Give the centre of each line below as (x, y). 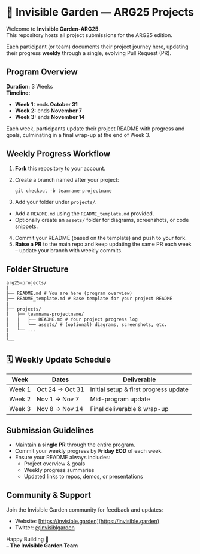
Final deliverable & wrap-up (129, 409)
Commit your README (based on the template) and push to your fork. (101, 238)
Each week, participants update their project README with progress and (96, 129)
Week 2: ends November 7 (49, 111)
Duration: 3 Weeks (30, 86)
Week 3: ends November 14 (50, 117)
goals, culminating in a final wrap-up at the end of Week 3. (78, 135)
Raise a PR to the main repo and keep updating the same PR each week (103, 244)
